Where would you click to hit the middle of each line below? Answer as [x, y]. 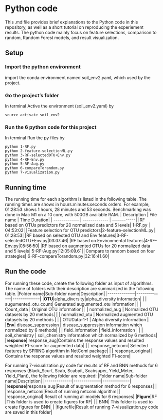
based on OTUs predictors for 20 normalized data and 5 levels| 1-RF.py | [78, 225]
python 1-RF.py [20, 147]
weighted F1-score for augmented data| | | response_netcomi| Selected [77, 345]
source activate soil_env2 [32, 115]
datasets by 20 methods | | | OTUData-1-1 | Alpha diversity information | [77, 319]
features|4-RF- [142, 241]
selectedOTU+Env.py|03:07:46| [37, 241]
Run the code [26, 272]
